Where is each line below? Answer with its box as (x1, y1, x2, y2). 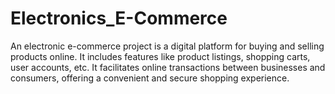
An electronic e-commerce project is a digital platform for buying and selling (10, 40, 325, 52)
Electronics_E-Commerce (10, 7, 228, 30)
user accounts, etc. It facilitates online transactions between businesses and (10, 61, 326, 73)
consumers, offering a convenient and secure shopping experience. (10, 72, 290, 84)
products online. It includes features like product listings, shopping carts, (10, 50, 311, 62)
